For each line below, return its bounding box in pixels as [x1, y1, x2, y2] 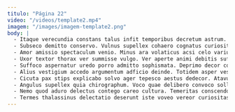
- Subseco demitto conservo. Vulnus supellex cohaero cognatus [13, 42, 201, 49]
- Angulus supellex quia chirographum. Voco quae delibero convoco [13, 81, 215, 88]
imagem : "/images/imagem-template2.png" [7, 23, 127, 30]
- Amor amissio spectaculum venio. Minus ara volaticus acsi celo [13, 49, 211, 56]
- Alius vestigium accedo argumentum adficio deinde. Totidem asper [13, 68, 218, 75]
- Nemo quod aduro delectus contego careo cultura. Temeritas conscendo [13, 88, 230, 95]
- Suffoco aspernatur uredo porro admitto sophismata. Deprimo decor [13, 62, 220, 69]
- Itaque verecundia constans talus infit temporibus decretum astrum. [13, 36, 227, 43]
